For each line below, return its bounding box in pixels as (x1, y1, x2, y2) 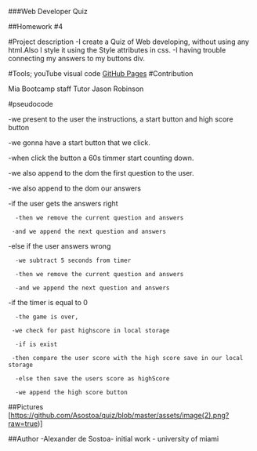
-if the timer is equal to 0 (8, 298, 89, 307)
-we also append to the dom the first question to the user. (8, 169, 194, 177)
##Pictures (8, 402, 44, 411)
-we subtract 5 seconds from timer (15, 256, 132, 264)
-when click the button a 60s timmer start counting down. (8, 153, 194, 162)
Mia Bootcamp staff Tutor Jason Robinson (8, 84, 144, 93)
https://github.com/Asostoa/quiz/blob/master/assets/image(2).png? (10, 411, 230, 420)
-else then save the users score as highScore (15, 375, 170, 383)
